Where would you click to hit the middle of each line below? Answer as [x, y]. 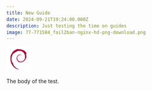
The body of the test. [33, 81]
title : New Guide [28, 13]
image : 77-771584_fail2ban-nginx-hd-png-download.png [76, 32]
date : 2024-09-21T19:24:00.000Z [47, 19]
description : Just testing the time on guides [67, 26]
